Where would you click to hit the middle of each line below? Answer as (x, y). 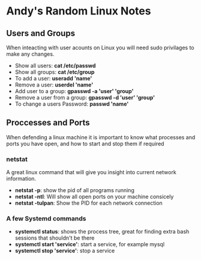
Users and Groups (41, 33)
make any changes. (30, 54)
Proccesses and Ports (48, 123)
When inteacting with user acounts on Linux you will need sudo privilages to (100, 47)
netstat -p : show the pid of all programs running (75, 190)
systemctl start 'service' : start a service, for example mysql (90, 244)
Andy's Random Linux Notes (79, 11)
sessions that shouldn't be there (55, 238)
